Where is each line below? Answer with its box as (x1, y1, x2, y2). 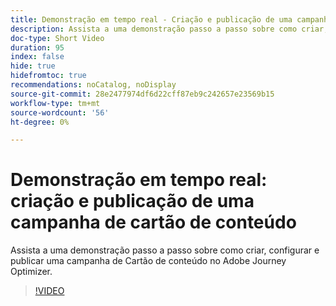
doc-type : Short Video (10, 33, 105, 43)
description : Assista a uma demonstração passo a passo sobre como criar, (10, 24, 329, 34)
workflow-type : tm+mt (10, 98, 101, 108)
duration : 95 (10, 42, 65, 53)
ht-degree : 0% (10, 117, 70, 127)
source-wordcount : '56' (10, 107, 110, 118)
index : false (10, 52, 65, 62)
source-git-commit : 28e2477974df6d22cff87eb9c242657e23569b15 (10, 89, 275, 99)
